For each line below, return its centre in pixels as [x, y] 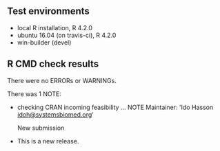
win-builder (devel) [44, 42]
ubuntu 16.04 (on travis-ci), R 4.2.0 [67, 35]
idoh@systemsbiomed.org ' [56, 114]
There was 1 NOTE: [34, 94]
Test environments [48, 11]
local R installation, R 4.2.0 [55, 27]
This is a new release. [48, 141]
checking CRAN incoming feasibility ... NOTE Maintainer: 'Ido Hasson [115, 107]
